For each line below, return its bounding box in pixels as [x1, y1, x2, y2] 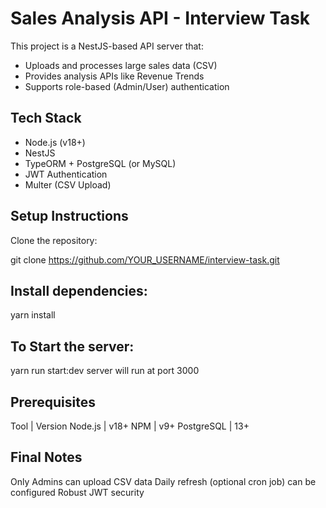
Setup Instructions [10, 208, 129, 225]
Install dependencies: [10, 282, 148, 299]
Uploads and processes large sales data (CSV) [24, 59, 218, 71]
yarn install [10, 309, 56, 321]
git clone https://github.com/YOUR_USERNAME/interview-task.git [10, 253, 280, 266]
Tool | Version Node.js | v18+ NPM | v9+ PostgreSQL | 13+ [10, 420, 250, 432]
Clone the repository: [10, 234, 98, 246]
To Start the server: [10, 338, 135, 355]
